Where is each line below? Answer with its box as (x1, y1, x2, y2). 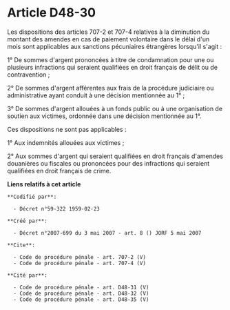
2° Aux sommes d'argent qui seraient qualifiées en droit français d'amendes (7, 152, 224, 160)
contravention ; (7, 70, 50, 79)
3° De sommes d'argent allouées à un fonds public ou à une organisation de (7, 104, 222, 113)
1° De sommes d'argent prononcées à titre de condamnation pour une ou (7, 55, 214, 64)
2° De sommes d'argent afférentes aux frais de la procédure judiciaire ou (7, 84, 214, 92)
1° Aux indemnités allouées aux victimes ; (7, 138, 125, 146)
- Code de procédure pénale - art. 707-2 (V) (13, 253, 147, 260)
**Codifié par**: (7, 193, 57, 200)
